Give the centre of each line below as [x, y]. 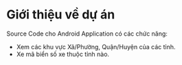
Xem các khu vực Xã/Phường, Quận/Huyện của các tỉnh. [96, 47]
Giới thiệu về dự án [61, 15]
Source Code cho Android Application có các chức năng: [87, 34]
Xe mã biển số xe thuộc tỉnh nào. [63, 54]
